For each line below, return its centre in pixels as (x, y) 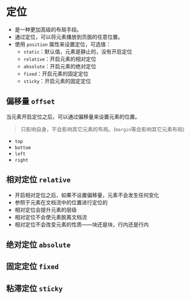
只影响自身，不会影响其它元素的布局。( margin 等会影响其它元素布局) (102, 129)
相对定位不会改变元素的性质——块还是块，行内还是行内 (81, 224)
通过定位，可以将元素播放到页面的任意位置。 (69, 36)
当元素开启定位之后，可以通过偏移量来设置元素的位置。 (73, 117)
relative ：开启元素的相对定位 (60, 59)
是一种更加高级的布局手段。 (48, 29)
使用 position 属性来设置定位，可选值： (63, 44)
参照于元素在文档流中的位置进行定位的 (61, 202)
